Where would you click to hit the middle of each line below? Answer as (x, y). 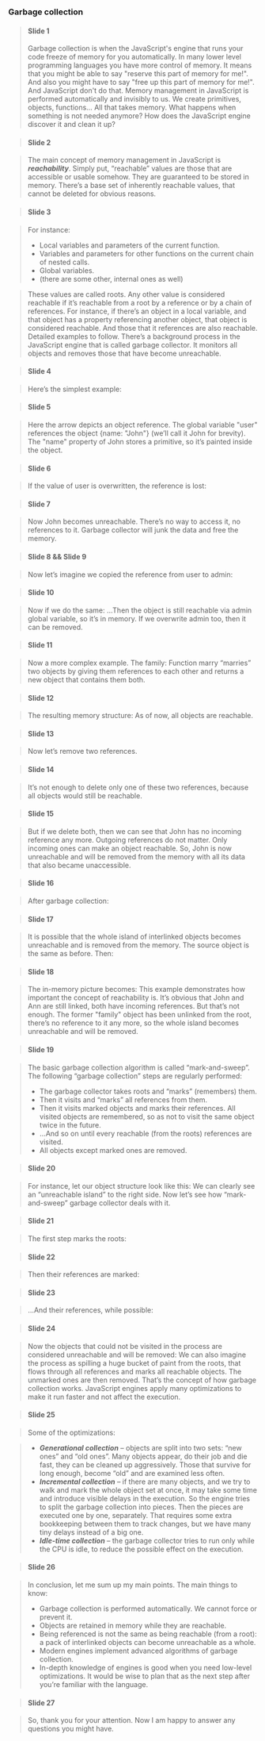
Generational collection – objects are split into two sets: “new (141, 1447)
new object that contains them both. (86, 679)
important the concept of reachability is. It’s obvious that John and (136, 997)
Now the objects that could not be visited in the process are (125, 1346)
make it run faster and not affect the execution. (104, 1397)
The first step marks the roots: (77, 1238)
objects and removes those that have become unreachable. (124, 353)
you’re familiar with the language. (94, 1684)
